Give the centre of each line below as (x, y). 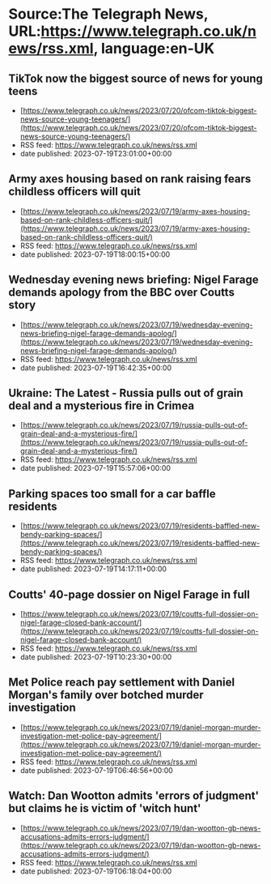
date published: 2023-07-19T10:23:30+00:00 (96, 657)
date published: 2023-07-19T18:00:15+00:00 (95, 254)
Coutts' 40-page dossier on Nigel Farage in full (129, 594)
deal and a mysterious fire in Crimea (102, 406)
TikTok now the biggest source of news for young (135, 78)
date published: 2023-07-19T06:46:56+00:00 (97, 770)
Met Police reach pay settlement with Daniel (122, 683)
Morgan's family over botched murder (106, 695)
